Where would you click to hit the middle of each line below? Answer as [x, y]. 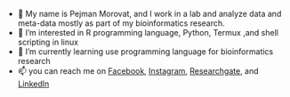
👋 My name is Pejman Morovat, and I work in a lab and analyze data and [149, 14]
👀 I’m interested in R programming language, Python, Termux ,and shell [148, 32]
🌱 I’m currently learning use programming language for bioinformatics [145, 52]
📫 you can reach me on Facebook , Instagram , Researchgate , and [138, 71]
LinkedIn [33, 84]
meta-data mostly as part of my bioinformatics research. [121, 23]
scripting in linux [48, 42]
